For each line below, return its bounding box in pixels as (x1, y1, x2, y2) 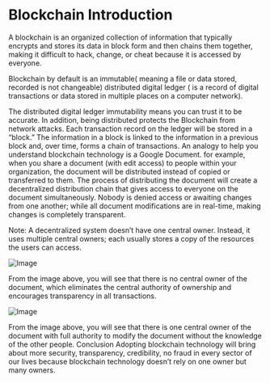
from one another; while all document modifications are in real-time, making (8, 200, 261, 211)
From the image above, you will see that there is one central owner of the (8, 322, 252, 332)
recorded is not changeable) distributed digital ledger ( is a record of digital (8, 82, 259, 92)
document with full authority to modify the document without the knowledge (8, 330, 263, 340)
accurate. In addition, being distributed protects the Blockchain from (8, 115, 236, 124)
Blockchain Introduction (8, 6, 173, 24)
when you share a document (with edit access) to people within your (8, 158, 237, 167)
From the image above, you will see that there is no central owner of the (8, 273, 248, 284)
